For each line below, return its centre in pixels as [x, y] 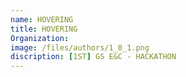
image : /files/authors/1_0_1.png [80, 47]
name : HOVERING [42, 19]
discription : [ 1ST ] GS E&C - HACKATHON [93, 57]
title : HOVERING [44, 29]
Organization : [40, 38]
